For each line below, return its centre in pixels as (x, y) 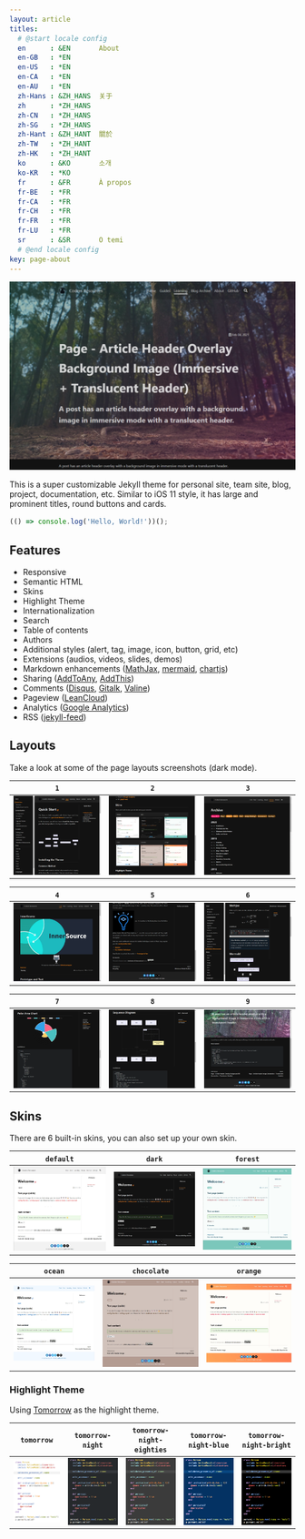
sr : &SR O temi (71, 240)
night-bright (266, 1445)
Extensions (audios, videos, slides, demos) (103, 659)
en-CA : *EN (44, 77)
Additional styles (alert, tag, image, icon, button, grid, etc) (130, 649)
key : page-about (40, 259)
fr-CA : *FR (44, 202)
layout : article (40, 19)
